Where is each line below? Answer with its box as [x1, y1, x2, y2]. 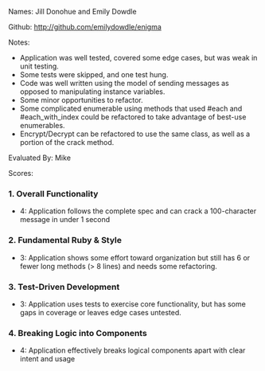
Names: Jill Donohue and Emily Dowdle [8, 7, 137, 16]
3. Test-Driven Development [8, 281, 120, 292]
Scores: [8, 169, 33, 178]
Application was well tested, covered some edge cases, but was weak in [19, 53, 258, 62]
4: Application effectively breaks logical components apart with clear [19, 346, 246, 355]
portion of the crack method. [19, 138, 115, 146]
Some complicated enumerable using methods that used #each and [19, 103, 243, 113]
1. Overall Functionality [8, 188, 99, 199]
